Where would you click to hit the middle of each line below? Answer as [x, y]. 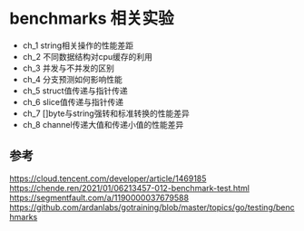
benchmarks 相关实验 [92, 19]
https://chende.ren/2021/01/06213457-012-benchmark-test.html [129, 188]
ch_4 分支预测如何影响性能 [72, 79]
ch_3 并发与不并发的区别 [69, 68]
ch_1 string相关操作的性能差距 [78, 45]
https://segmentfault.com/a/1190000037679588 [99, 197]
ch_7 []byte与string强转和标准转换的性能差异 [106, 113]
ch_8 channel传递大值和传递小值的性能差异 [103, 124]
